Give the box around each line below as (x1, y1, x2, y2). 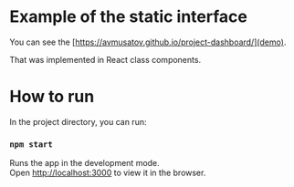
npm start (9, 139, 53, 150)
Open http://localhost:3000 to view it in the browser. (9, 167, 206, 179)
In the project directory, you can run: (9, 116, 147, 127)
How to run (9, 87, 95, 107)
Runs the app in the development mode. (9, 158, 160, 169)
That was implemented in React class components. (9, 54, 202, 65)
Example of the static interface (9, 6, 248, 27)
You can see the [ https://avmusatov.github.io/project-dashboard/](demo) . (9, 36, 287, 47)
